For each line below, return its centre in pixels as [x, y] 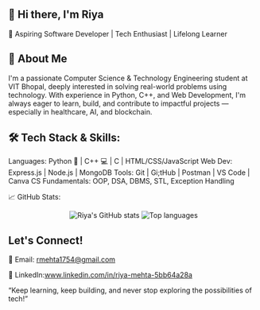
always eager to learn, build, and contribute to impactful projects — [118, 103]
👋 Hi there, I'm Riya [56, 15]
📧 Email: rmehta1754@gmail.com [62, 260]
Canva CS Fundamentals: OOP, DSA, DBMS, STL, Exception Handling [121, 181]
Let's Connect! [46, 240]
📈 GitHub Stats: [35, 197]
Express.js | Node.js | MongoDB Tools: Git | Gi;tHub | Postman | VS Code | [129, 172]
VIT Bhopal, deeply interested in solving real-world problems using [118, 86]
